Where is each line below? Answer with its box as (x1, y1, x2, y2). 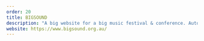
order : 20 (6, 8, 32, 15)
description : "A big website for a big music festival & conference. (6, 20, 186, 26)
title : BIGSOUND (6, 14, 47, 20)
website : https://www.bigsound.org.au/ (6, 25, 107, 32)
